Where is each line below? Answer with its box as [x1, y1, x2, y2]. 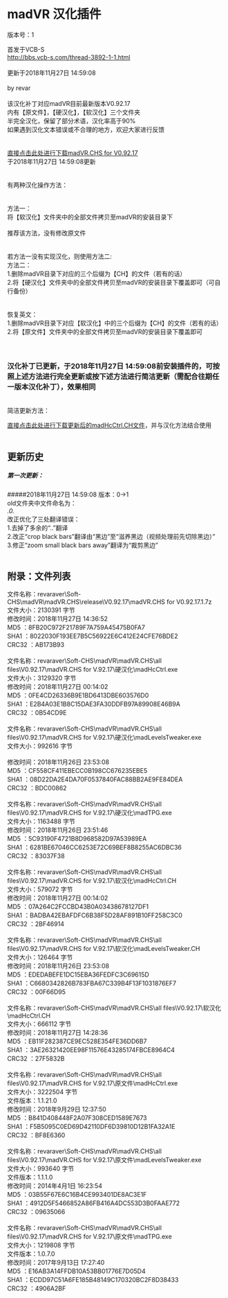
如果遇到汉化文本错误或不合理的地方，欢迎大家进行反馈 [7, 125, 164, 134]
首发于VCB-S [7, 45, 45, 53]
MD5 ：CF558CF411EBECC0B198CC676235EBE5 [7, 767, 148, 775]
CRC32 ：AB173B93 [7, 641, 64, 649]
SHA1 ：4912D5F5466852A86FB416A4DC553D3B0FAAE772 [7, 1199, 180, 1207]
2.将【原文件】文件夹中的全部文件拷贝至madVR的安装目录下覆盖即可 [7, 327, 202, 336]
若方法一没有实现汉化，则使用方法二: [7, 252, 113, 260]
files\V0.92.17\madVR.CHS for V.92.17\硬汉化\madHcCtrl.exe [7, 666, 178, 674]
